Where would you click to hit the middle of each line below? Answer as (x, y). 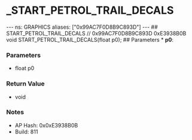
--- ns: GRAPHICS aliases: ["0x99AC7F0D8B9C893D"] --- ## (82, 27)
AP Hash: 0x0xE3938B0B (46, 125)
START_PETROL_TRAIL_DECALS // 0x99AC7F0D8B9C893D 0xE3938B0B (96, 33)
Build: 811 (26, 132)
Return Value (25, 84)
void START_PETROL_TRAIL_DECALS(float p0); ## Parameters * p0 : (90, 39)
